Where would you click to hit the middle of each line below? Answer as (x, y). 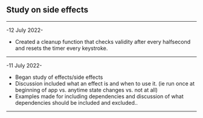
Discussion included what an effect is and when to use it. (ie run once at (105, 83)
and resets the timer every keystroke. (61, 48)
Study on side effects (47, 10)
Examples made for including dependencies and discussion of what (99, 96)
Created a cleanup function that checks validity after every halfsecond (103, 42)
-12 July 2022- (25, 30)
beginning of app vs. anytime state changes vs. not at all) (86, 90)
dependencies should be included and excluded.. (76, 102)
